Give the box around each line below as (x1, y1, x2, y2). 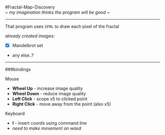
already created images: (5, 33, 55, 39)
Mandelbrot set (12, 43, 43, 48)
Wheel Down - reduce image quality (12, 91, 86, 97)
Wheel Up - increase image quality (12, 85, 83, 91)
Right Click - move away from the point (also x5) (12, 101, 111, 107)
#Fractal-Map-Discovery (5, 4, 55, 10)
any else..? (12, 53, 34, 58)
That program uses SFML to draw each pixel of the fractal (5, 24, 119, 29)
